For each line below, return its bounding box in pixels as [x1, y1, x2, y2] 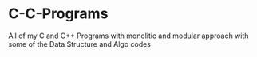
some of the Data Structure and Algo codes [8, 39, 152, 48]
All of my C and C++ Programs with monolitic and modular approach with [8, 31, 249, 40]
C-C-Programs [8, 5, 109, 23]
